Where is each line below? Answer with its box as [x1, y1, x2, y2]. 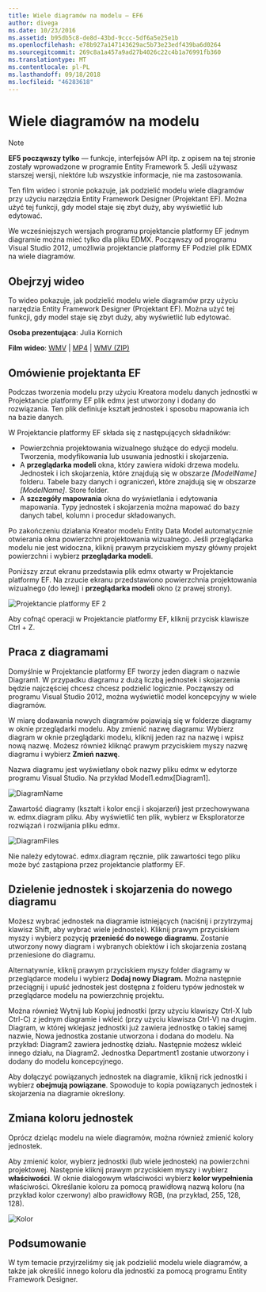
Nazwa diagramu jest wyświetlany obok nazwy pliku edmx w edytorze [8, 764, 237, 774]
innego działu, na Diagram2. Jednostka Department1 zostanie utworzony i [8, 1048, 249, 1057]
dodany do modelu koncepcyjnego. [8, 1056, 124, 1066]
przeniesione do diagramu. [8, 950, 96, 959]
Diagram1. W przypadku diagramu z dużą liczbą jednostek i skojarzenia [8, 675, 241, 684]
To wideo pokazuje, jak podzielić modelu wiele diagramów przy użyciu [8, 296, 239, 305]
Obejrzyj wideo [8, 274, 85, 288]
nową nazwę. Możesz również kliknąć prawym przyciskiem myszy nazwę [8, 740, 248, 750]
